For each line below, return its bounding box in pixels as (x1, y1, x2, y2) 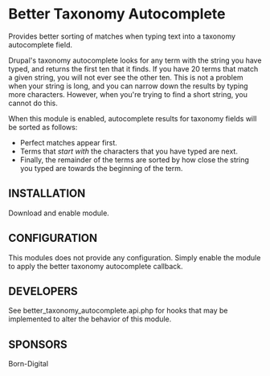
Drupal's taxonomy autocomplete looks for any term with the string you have (8, 55, 262, 65)
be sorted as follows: (8, 122, 78, 132)
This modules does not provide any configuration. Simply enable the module (8, 252, 261, 262)
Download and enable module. (8, 208, 110, 218)
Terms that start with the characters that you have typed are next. (19, 146, 239, 156)
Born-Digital (8, 359, 49, 369)
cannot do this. (8, 98, 59, 108)
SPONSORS (8, 337, 68, 351)
